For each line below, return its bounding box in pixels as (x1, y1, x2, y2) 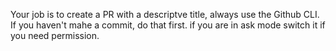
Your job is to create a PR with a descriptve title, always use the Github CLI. (10, 9, 320, 20)
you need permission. (10, 30, 100, 41)
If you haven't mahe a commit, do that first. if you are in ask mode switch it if (10, 19, 326, 31)
